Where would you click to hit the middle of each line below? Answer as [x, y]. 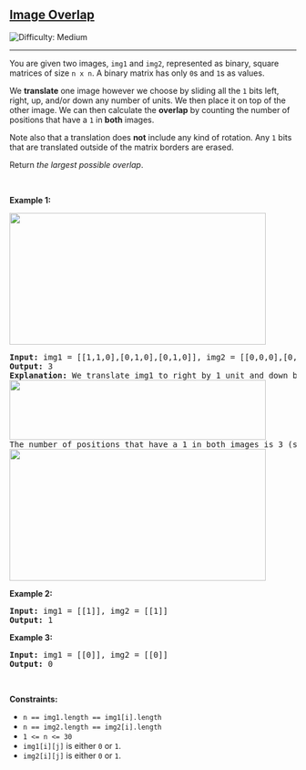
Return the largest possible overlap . [76, 164]
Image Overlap [52, 15]
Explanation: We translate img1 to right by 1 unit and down [149, 375]
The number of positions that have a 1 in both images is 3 [147, 444]
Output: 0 [31, 664]
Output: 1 [31, 620]
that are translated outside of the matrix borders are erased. [122, 147]
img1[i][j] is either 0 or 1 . [71, 745]
